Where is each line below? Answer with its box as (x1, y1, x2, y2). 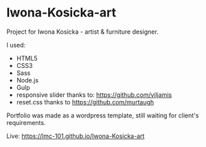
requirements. (6, 118, 46, 126)
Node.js (16, 76, 39, 84)
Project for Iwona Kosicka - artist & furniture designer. (6, 27, 159, 36)
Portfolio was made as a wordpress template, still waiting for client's (6, 111, 199, 120)
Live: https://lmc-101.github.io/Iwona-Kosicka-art (6, 132, 145, 140)
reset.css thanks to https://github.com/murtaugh (16, 98, 154, 106)
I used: (6, 41, 26, 49)
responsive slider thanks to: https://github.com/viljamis (16, 91, 172, 99)
